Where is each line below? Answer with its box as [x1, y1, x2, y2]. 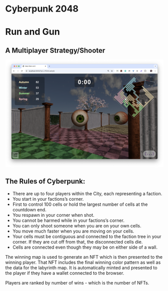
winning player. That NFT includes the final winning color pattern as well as [5, 259, 161, 265]
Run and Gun [5, 26, 60, 38]
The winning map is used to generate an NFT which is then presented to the [5, 254, 162, 260]
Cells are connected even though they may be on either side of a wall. [12, 244, 157, 250]
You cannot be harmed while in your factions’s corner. [12, 217, 125, 223]
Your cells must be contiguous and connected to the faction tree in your [12, 233, 161, 240]
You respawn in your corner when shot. [12, 212, 95, 218]
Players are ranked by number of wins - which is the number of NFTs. [5, 279, 149, 285]
